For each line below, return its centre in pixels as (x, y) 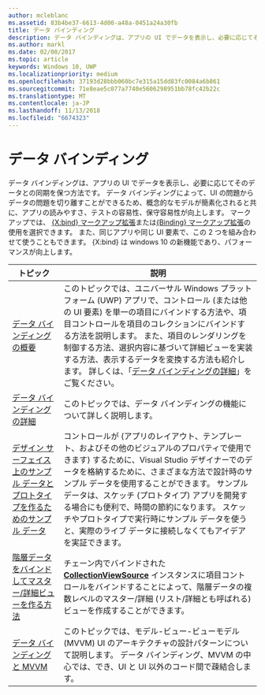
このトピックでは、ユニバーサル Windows (141, 288)
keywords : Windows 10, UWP (52, 67)
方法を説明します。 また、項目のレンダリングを (159, 336)
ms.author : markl (37, 45)
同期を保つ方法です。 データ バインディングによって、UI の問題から (144, 192)
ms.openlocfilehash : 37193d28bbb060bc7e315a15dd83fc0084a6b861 (114, 81)
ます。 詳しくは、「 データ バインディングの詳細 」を (158, 371)
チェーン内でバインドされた (115, 563)
